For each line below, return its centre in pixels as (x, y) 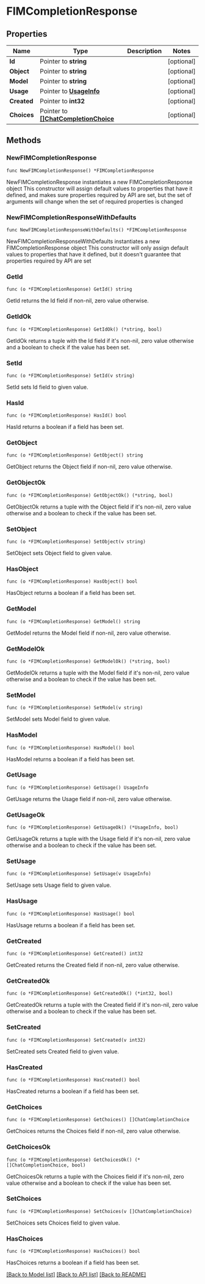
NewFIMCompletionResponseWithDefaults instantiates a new (83, 241)
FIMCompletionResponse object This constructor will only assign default (98, 248)
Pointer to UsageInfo (70, 91)
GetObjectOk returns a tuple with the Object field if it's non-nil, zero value (99, 507)
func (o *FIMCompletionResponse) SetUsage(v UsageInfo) (79, 874)
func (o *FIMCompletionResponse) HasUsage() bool (71, 914)
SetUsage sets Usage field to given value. (59, 885)
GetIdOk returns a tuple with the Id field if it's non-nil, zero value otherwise (100, 340)
